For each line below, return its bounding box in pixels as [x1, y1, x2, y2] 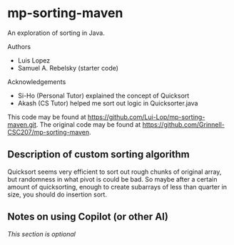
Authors [7, 42, 31, 51]
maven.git [7, 120, 37, 129]
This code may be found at [7, 113, 87, 121]
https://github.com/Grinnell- [142, 120, 225, 129]
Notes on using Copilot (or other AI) [7, 211, 169, 223]
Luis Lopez [17, 56, 51, 65]
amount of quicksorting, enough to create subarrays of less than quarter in [7, 182, 227, 191]
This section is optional [7, 229, 76, 238]
